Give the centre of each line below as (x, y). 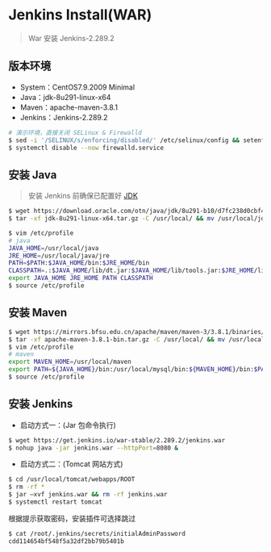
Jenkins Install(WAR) (80, 15)
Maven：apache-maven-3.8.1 (69, 107)
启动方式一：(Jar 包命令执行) (68, 424)
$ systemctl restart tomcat (56, 502)
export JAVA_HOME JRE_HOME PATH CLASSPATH (81, 278)
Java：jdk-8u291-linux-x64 (65, 97)
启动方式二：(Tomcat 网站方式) (71, 464)
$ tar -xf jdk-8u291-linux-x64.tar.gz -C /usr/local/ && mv (112, 219)
